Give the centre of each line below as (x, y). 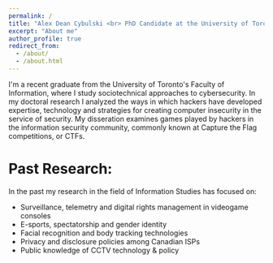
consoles (35, 215)
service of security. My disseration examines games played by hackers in (131, 119)
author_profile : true (45, 39)
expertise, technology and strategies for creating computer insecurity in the (135, 110)
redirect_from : (34, 46)
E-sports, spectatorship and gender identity (93, 224)
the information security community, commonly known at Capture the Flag (133, 127)
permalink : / (30, 16)
